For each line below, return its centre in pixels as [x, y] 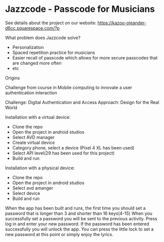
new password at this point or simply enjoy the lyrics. [59, 234]
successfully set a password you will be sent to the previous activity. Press [81, 218]
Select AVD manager [33, 137]
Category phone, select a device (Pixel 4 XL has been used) [73, 147]
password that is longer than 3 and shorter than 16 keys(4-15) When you [79, 213]
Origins [13, 78]
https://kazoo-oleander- [122, 23]
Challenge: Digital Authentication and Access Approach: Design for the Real [82, 102]
